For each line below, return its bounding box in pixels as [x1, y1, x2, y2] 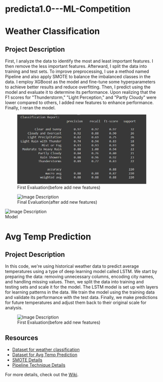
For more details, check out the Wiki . [5, 372, 79, 378]
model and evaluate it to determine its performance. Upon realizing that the [5, 89, 156, 95]
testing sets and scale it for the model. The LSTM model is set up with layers [5, 284, 158, 290]
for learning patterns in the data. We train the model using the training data [5, 289, 155, 295]
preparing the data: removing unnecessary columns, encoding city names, [5, 274, 155, 279]
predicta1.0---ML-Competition [5, 3, 131, 15]
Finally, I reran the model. [5, 105, 56, 111]
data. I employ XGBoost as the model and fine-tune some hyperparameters [5, 79, 156, 85]
